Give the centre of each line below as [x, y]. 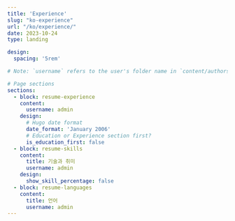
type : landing [28, 40]
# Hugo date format [54, 123]
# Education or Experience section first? [88, 136]
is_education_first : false [65, 142]
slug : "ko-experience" [40, 20]
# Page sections [31, 84]
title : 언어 [42, 200]
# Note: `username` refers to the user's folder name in [92, 71]
